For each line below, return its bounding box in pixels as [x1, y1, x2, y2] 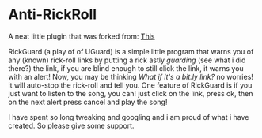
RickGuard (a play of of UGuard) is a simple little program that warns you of [8, 47, 254, 56]
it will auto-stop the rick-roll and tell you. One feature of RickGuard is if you [8, 80, 253, 90]
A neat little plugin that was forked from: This [8, 32, 155, 41]
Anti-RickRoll [8, 6, 97, 24]
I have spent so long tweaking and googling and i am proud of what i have [8, 112, 249, 121]
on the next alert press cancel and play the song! [8, 97, 168, 106]
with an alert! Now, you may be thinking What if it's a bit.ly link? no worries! [8, 72, 253, 81]
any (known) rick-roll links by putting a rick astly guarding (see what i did [8, 55, 246, 65]
